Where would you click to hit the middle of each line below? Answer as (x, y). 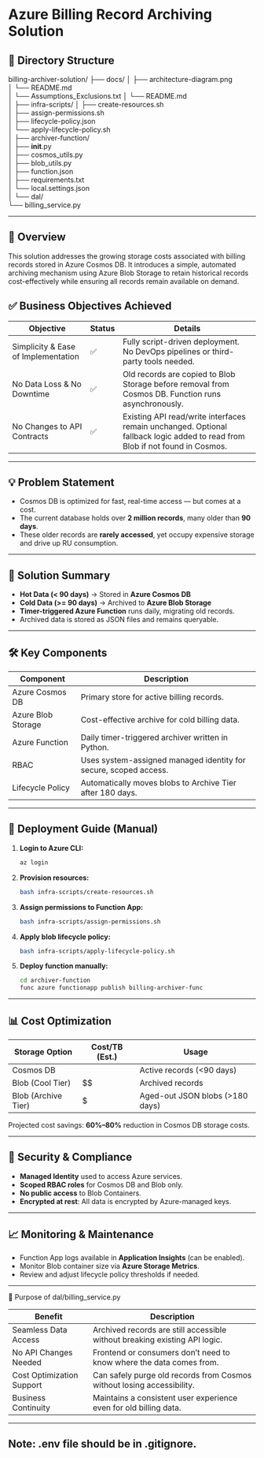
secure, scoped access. (125, 770)
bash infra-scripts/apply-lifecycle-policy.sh (97, 951)
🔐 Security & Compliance (70, 1157)
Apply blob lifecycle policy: (65, 937)
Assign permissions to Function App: (81, 907)
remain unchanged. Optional (175, 426)
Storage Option (44, 1052)
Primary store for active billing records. (152, 697)
